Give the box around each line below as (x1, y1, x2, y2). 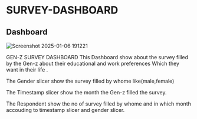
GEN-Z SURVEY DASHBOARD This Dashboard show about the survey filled (6, 54, 189, 60)
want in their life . (6, 66, 48, 73)
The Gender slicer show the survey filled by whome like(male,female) (6, 77, 175, 84)
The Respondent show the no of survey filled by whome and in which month (6, 100, 192, 107)
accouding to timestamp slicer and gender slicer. (6, 107, 125, 113)
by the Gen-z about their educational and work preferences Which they (6, 60, 180, 67)
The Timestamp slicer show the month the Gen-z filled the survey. (6, 89, 167, 96)
